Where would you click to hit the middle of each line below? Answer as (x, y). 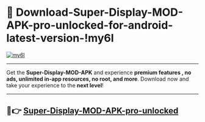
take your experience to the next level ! (55, 85)
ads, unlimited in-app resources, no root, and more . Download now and (98, 79)
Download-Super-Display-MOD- (100, 12)
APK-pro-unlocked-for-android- (90, 25)
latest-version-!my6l (60, 38)
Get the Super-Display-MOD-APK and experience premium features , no (99, 72)
